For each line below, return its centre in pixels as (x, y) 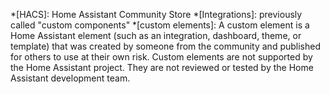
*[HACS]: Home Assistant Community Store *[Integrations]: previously (156, 14)
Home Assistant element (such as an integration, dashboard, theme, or (156, 35)
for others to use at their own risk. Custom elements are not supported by (161, 57)
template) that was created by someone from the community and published (166, 46)
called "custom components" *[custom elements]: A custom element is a (160, 25)
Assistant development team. (70, 78)
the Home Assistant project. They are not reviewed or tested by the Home (162, 67)
